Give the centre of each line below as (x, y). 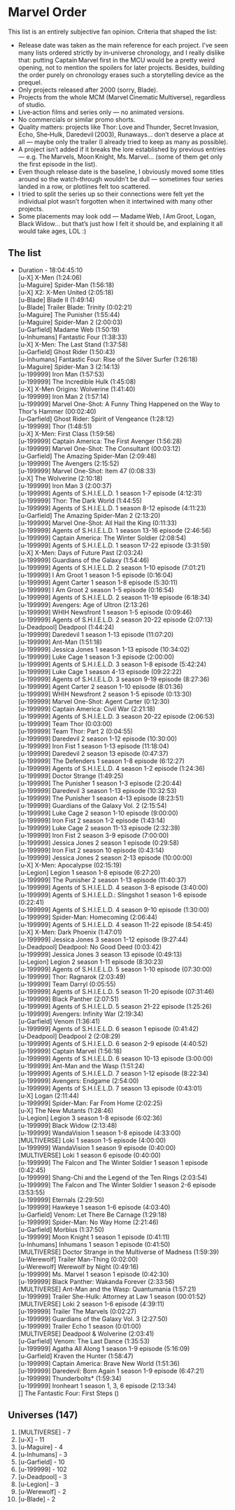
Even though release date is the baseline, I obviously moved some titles (121, 172)
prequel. (30, 82)
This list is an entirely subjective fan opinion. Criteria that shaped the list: (113, 32)
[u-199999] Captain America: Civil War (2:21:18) (87, 708)
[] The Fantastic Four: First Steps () (69, 1393)
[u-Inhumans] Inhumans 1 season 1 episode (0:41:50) (94, 1244)
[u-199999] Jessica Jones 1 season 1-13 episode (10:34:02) (104, 649)
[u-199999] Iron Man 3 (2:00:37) (65, 485)
